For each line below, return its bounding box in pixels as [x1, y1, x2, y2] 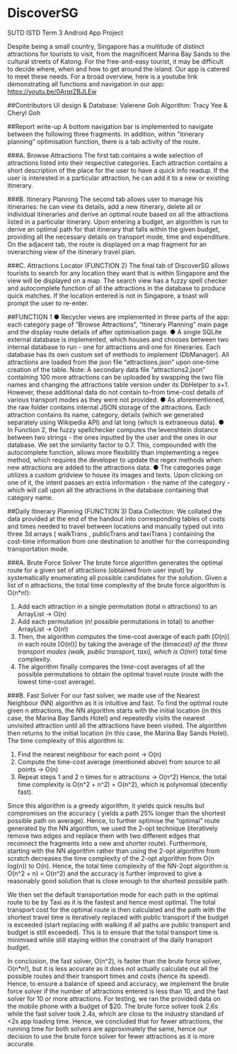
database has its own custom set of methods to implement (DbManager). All [7, 350, 230, 358]
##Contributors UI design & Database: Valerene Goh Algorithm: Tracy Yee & [7, 101, 228, 109]
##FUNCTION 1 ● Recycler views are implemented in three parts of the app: [7, 312, 230, 321]
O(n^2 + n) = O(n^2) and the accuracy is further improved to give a [7, 869, 202, 878]
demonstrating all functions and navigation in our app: [7, 79, 165, 88]
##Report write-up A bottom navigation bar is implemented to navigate [7, 122, 214, 130]
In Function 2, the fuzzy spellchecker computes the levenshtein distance [7, 425, 219, 433]
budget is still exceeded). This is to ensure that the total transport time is [7, 928, 219, 936]
